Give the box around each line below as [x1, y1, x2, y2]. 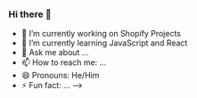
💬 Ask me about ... [21, 47, 89, 58]
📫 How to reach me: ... [21, 57, 107, 68]
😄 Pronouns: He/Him [21, 70, 100, 81]
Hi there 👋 [8, 8, 53, 20]
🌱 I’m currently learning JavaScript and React [21, 37, 188, 48]
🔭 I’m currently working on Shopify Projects [21, 29, 182, 39]
